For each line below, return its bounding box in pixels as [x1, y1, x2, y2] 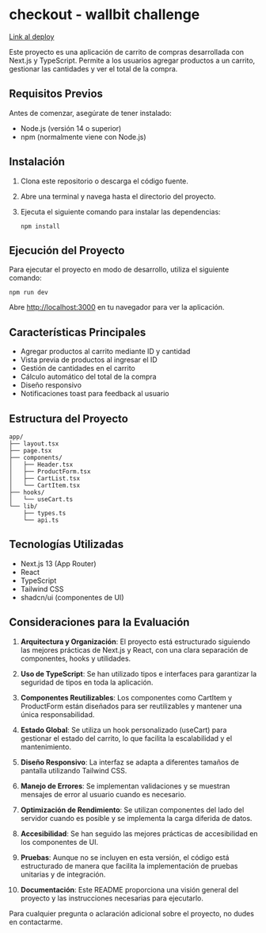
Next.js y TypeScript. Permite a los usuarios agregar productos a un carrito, [9, 56, 256, 65]
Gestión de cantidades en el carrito [20, 364, 135, 373]
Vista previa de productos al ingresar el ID [20, 355, 158, 364]
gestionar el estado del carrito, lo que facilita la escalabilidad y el [20, 733, 233, 743]
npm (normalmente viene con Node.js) [20, 132, 146, 141]
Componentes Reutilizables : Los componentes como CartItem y [20, 692, 233, 702]
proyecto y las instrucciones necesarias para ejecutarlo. [20, 893, 204, 903]
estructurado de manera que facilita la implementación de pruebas [20, 861, 238, 870]
